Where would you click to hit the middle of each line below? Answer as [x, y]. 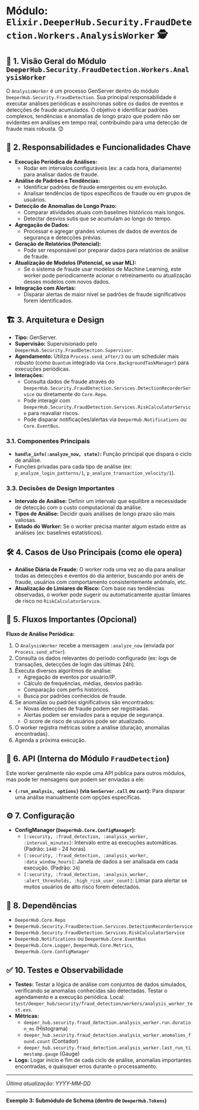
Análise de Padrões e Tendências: [57, 181]
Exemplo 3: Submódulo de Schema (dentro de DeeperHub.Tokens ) [86, 1100]
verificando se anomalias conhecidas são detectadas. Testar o [91, 991]
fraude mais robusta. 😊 [35, 129]
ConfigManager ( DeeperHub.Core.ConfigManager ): [75, 830]
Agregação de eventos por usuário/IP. [70, 677]
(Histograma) [52, 1029]
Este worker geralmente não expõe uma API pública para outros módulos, [96, 773]
